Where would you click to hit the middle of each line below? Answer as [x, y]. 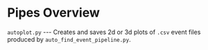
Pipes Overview [54, 13]
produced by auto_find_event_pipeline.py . [69, 39]
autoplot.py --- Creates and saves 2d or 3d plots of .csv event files [104, 32]
